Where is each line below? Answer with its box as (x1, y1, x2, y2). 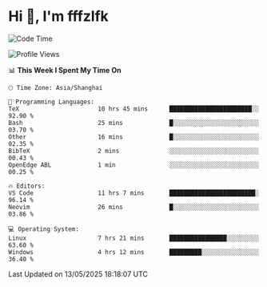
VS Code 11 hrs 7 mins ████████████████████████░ (8, 188, 260, 197)
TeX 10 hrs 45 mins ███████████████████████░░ (8, 104, 260, 113)
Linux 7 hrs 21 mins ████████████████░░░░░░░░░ (8, 234, 260, 242)
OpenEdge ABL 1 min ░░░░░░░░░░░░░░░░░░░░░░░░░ (8, 160, 260, 169)
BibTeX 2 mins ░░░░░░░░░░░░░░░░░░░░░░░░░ (8, 147, 260, 155)
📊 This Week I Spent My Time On (8, 65, 122, 75)
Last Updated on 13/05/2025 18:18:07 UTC (8, 269, 149, 279)
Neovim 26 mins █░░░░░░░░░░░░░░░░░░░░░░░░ (8, 203, 260, 211)
